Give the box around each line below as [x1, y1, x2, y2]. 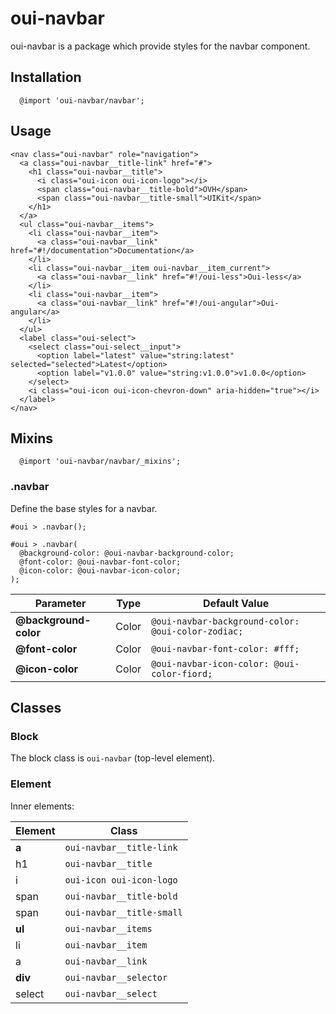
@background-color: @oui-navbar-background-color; [19, 548, 235, 558]
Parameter [34, 596, 87, 610]
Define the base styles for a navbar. [10, 502, 158, 514]
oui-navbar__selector [64, 972, 168, 983]
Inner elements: [10, 800, 75, 812]
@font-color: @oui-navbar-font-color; [19, 557, 182, 567]
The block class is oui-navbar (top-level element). [10, 752, 216, 764]
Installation [10, 69, 82, 86]
